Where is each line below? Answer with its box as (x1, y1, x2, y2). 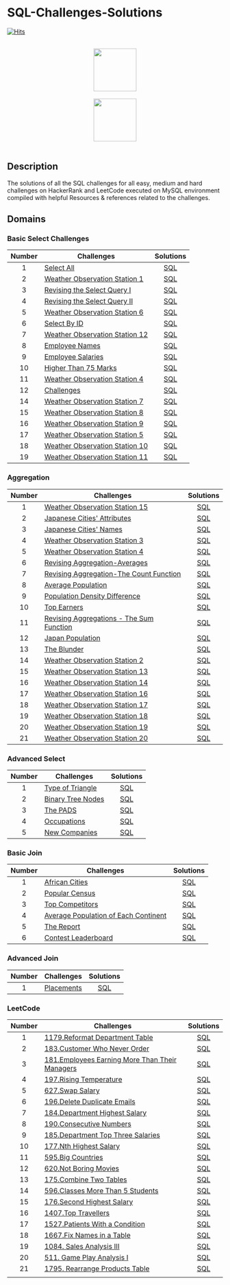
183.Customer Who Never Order (44, 1043, 149, 1053)
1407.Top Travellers (44, 1208, 110, 1217)
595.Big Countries (44, 1152, 104, 1162)
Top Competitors (44, 899, 99, 909)
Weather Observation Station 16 (44, 688, 149, 698)
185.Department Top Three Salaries (44, 1130, 161, 1140)
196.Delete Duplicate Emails (44, 1097, 136, 1106)
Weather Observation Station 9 (44, 419, 144, 429)
